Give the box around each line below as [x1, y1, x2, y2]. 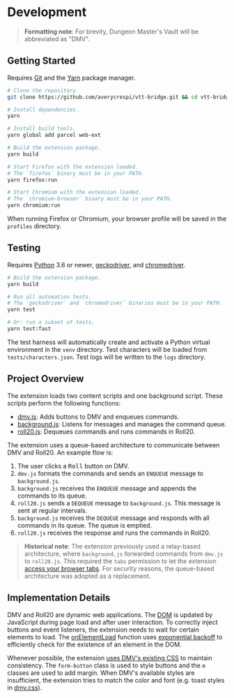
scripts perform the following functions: [7, 399, 121, 407]
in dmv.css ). [7, 683, 42, 692]
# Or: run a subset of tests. [7, 319, 95, 326]
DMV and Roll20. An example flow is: [7, 448, 114, 456]
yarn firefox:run [7, 176, 58, 184]
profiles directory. [7, 222, 61, 230]
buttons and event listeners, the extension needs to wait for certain [7, 625, 200, 634]
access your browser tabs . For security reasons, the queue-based [24, 564, 214, 572]
